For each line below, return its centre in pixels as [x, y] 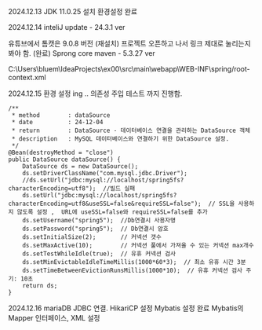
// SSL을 [222, 203]
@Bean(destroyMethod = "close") [61, 152]
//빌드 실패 [119, 189]
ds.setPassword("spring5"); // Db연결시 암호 [95, 229]
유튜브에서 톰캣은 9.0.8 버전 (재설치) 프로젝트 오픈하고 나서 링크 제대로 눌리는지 [129, 43]
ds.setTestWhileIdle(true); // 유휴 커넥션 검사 [99, 254]
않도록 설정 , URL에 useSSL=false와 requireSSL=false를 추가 [112, 212]
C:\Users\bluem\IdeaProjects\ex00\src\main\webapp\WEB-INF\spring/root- [129, 69]
